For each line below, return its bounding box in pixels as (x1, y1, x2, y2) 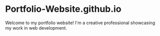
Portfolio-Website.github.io (5, 3, 122, 15)
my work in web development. (5, 25, 67, 31)
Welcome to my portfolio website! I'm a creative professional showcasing (5, 20, 156, 26)
